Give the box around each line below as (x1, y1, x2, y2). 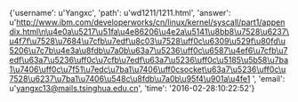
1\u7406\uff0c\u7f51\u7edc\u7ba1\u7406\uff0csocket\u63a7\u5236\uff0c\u (9, 64, 286, 75)
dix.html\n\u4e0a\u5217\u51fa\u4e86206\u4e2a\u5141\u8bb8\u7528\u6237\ (9, 27, 289, 36)
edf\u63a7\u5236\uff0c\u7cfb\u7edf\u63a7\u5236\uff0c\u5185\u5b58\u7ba (9, 55, 289, 65)
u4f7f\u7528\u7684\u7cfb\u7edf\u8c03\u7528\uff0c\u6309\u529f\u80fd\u (9, 35, 286, 46)
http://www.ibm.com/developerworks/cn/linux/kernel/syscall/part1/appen (16, 17, 286, 27)
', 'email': (252, 74, 286, 83)
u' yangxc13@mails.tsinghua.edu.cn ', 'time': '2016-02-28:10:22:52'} (9, 83, 255, 93)
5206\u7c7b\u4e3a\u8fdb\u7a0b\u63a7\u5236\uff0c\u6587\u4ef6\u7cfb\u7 (9, 45, 288, 56)
